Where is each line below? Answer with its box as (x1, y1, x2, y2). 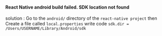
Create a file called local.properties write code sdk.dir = (5, 21, 130, 27)
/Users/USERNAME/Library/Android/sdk (5, 26, 86, 31)
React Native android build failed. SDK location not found (5, 4, 130, 10)
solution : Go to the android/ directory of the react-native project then (5, 15, 157, 21)
